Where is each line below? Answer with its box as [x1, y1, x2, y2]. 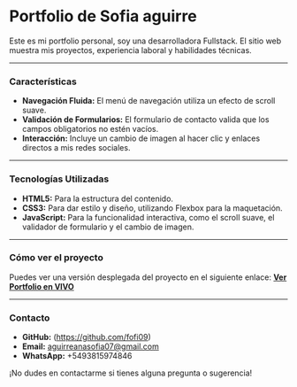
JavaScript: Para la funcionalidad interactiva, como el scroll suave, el [21, 212, 275, 222]
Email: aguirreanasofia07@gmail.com [21, 341, 159, 352]
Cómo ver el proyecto [9, 252, 103, 264]
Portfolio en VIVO [9, 281, 74, 291]
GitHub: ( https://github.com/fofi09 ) [21, 332, 152, 343]
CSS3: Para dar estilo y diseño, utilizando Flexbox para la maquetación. [21, 202, 283, 213]
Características [9, 75, 77, 88]
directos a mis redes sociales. [21, 143, 131, 153]
